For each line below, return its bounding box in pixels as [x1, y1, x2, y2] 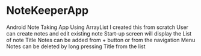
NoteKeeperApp [6, 4, 89, 17]
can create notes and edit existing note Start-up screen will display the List [6, 30, 192, 37]
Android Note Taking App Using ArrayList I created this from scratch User [6, 23, 188, 31]
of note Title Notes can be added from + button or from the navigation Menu [6, 36, 196, 43]
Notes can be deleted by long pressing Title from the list [6, 43, 146, 50]
